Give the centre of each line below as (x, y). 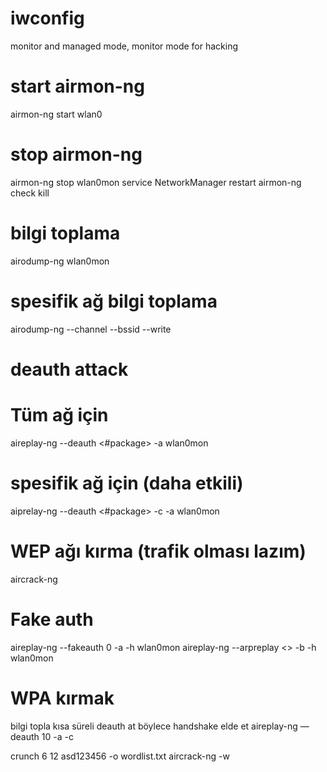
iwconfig (47, 18)
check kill (30, 193)
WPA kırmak (62, 698)
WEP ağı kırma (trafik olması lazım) (158, 551)
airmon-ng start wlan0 (56, 114)
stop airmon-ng (76, 154)
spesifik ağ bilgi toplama (114, 301)
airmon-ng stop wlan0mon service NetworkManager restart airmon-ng (156, 182)
